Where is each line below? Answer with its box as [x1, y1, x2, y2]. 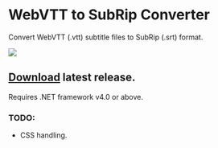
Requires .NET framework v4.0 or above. [8, 92, 143, 101]
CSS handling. [19, 130, 68, 140]
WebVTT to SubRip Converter [8, 6, 211, 24]
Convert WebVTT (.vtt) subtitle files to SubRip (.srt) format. [8, 32, 204, 42]
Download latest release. [8, 71, 136, 84]
